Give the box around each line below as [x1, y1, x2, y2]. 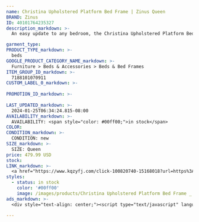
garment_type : [6, 42, 41, 47]
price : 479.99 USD [6, 152, 52, 158]
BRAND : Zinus [6, 14, 38, 20]
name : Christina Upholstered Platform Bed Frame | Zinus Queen [6, 8, 166, 15]
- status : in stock [11, 179, 60, 186]
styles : [6, 174, 25, 180]
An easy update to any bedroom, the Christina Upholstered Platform [11, 31, 184, 37]
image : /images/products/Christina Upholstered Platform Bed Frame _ [17, 191, 192, 196]
